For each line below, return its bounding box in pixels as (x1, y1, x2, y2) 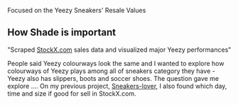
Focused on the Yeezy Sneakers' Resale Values (7, 6, 146, 14)
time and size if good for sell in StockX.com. (7, 89, 136, 98)
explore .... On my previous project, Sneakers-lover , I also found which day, (7, 82, 227, 90)
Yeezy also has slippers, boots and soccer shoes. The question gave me (7, 74, 219, 82)
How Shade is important (7, 26, 116, 38)
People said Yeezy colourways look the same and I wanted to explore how (7, 59, 225, 67)
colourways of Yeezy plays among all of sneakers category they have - (7, 67, 215, 75)
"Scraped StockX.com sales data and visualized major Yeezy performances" (7, 45, 232, 54)
